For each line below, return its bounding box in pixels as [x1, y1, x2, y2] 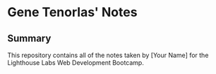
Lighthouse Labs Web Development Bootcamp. [7, 58, 145, 67]
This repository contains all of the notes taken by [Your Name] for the [7, 51, 209, 59]
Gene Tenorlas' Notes [7, 4, 138, 20]
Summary [7, 32, 52, 44]
